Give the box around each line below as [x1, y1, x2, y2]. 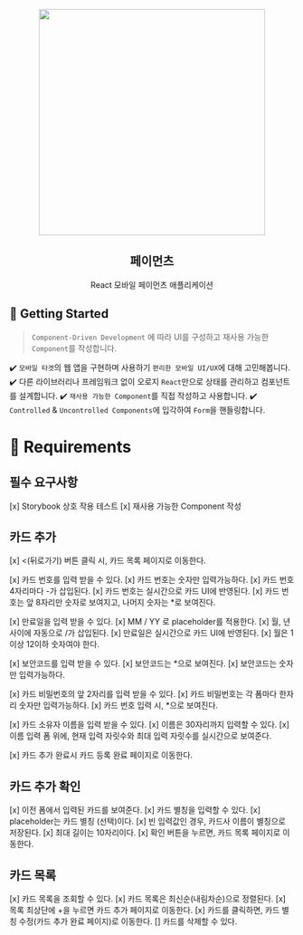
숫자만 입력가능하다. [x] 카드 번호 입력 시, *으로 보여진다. [18, 700, 219, 711]
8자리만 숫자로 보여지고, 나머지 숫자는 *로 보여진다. [35, 597, 216, 608]
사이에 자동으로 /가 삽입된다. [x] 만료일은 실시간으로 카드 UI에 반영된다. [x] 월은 [9, 627, 289, 638]
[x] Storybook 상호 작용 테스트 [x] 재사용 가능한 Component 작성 [9, 501, 241, 511]
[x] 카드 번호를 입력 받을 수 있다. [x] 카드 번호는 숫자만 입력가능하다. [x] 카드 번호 [9, 575, 295, 586]
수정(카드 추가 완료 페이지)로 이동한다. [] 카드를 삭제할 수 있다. [18, 916, 238, 927]
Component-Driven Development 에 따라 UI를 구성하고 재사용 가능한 [31, 331, 270, 342]
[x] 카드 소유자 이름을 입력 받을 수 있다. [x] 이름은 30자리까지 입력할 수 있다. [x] [9, 720, 289, 730]
